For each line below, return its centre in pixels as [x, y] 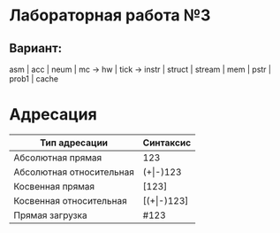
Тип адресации [74, 143]
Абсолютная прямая [58, 158]
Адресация [53, 115]
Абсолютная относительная [74, 172]
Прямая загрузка [50, 215]
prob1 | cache [34, 79]
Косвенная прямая [54, 186]
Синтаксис [167, 143]
